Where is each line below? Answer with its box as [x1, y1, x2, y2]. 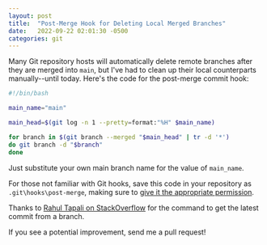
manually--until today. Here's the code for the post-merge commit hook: [8, 74, 249, 83]
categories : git [8, 34, 63, 43]
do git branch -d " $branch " [8, 141, 104, 149]
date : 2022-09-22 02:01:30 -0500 [8, 27, 129, 35]
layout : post [8, 11, 53, 20]
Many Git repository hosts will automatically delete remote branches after [8, 57, 253, 66]
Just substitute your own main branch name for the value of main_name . [8, 163, 244, 172]
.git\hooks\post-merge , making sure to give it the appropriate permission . [8, 187, 255, 196]
